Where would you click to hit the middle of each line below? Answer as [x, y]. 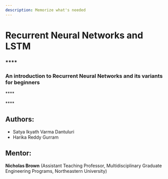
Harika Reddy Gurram [36, 137]
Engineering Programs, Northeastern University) [56, 171]
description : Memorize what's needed [46, 10]
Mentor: [18, 153]
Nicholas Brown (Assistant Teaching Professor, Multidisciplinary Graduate [84, 165]
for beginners [23, 82]
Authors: [20, 119]
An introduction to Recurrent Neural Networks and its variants [84, 76]
